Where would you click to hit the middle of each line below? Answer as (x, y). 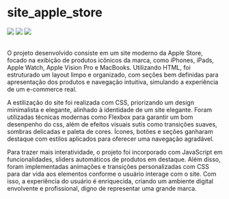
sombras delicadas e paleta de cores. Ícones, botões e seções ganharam (110, 131)
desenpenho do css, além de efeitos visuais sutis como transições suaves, (112, 124)
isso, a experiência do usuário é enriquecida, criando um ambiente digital (110, 181)
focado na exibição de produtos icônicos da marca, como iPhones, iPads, (110, 60)
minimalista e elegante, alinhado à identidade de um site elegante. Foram (110, 109)
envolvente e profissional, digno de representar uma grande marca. (102, 188)
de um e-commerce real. (42, 89)
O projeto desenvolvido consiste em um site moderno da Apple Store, (105, 53)
